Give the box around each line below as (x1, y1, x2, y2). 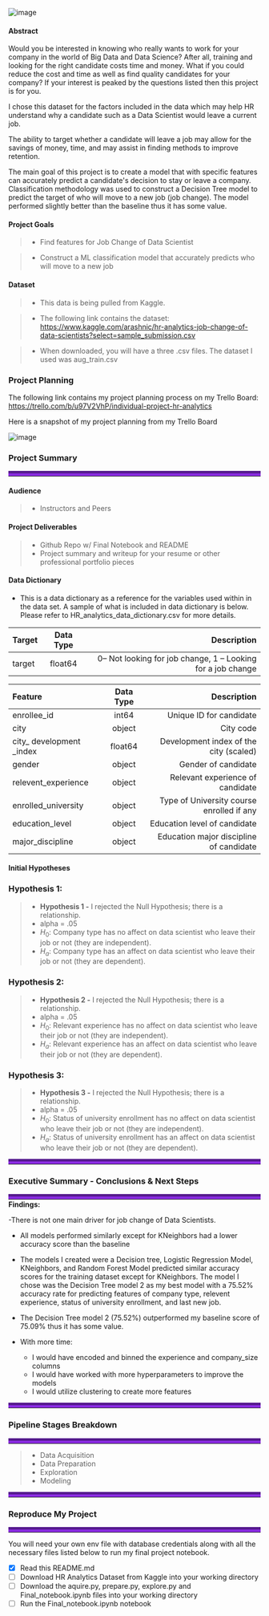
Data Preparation (39, 1459, 96, 1468)
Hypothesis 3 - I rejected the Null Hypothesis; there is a (39, 1088, 225, 1098)
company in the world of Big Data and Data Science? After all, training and (8, 52, 253, 62)
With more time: (19, 1337, 74, 1347)
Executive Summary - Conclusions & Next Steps (8, 1175, 199, 1187)
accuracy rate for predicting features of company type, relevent (19, 1289, 231, 1299)
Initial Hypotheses (8, 863, 70, 873)
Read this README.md (19, 1563, 94, 1573)
